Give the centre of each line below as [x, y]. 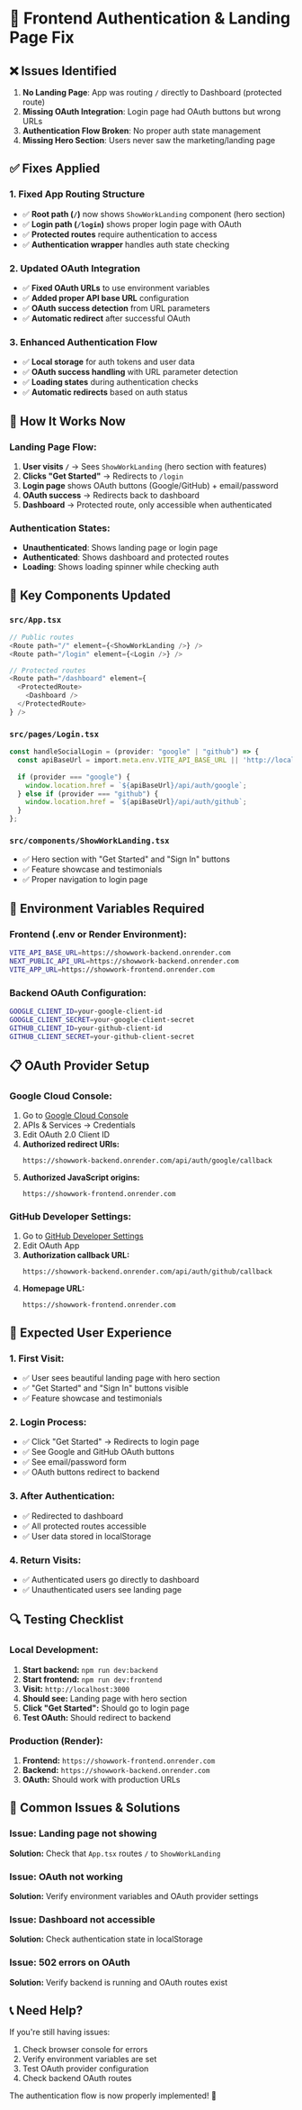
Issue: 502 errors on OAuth [70, 1962]
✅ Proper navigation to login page [85, 880]
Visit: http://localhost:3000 [76, 1688]
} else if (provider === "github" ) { [88, 794]
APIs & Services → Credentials [79, 1125]
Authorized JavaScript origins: [81, 1178]
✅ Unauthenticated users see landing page [102, 1589]
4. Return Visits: [45, 1560]
